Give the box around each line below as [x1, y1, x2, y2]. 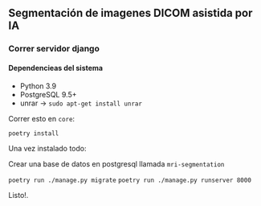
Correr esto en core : [8, 113, 75, 123]
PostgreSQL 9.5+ [19, 89, 77, 99]
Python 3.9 [19, 80, 57, 91]
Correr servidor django [8, 43, 100, 55]
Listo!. [8, 190, 29, 200]
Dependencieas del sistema [8, 63, 103, 72]
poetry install [8, 129, 59, 138]
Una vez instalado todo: [8, 143, 87, 153]
